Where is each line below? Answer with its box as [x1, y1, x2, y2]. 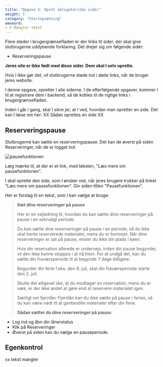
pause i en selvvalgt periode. [17, 216, 75, 222]
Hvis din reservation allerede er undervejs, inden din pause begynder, [17, 245, 157, 251]
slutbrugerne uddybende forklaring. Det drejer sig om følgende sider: [5, 44, 144, 50]
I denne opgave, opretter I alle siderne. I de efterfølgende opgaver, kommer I [5, 87, 158, 93]
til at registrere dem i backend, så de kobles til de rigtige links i [5, 92, 130, 98]
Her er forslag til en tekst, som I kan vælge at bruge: [5, 192, 109, 198]
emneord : [5, 20, 23, 26]
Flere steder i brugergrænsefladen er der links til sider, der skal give [5, 39, 141, 44]
